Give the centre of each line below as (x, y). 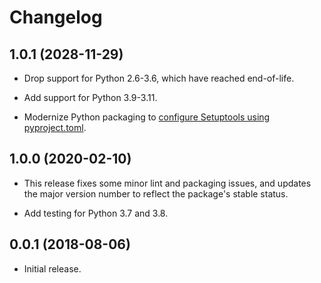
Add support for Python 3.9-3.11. (90, 97)
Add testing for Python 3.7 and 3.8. (96, 213)
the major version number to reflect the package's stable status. (156, 193)
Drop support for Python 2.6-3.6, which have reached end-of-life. (159, 78)
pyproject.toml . (55, 127)
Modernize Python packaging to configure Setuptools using (147, 117)
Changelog (56, 17)
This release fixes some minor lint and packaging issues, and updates (167, 183)
